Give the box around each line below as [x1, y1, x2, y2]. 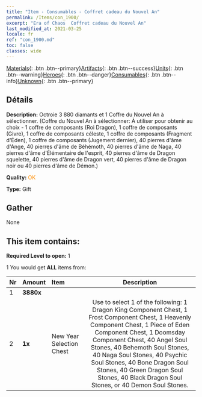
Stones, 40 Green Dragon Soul [97, 366, 183, 374]
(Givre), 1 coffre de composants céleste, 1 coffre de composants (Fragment [6, 130, 192, 137]
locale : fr [6, 31, 34, 37]
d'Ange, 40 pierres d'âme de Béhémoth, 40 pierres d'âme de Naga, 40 [6, 143, 182, 150]
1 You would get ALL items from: [6, 264, 87, 271]
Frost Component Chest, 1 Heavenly [88, 313, 191, 322]
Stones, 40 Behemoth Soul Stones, [91, 343, 189, 352]
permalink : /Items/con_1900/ [6, 14, 79, 20]
